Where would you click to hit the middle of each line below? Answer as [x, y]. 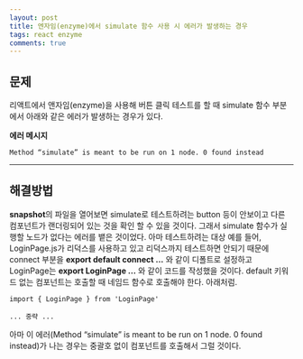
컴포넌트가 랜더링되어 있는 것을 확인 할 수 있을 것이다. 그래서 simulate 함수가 [144, 226]
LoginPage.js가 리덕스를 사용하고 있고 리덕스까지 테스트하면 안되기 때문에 [139, 248]
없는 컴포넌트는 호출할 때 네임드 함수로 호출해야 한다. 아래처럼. [128, 281]
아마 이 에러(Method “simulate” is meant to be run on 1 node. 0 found [136, 334]
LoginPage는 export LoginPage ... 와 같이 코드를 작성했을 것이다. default [141, 271]
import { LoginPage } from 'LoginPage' [84, 299]
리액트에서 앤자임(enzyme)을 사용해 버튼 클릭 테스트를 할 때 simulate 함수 [140, 106]
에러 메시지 [28, 135]
